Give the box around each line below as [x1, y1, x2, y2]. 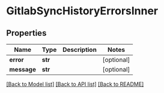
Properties [6, 28, 47, 38]
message [9, 66, 36, 73]
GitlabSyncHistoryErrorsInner [6, 4, 159, 18]
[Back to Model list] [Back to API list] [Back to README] [6, 80, 144, 88]
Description [62, 46, 97, 54]
